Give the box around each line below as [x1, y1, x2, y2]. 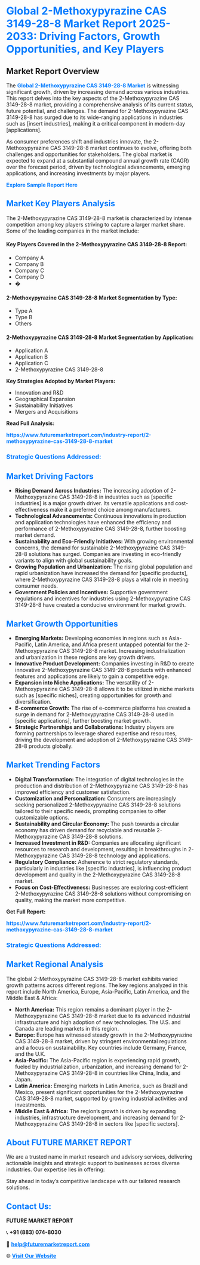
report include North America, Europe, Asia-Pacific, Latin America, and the [6, 988, 190, 995]
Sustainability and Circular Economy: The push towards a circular [14, 820, 180, 827]
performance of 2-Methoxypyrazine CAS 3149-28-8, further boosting [14, 525, 186, 533]
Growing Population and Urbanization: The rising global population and [14, 563, 193, 570]
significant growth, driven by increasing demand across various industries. [6, 88, 190, 95]
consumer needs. [14, 582, 59, 589]
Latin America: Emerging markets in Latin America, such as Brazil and [14, 1082, 188, 1089]
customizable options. [14, 814, 70, 821]
